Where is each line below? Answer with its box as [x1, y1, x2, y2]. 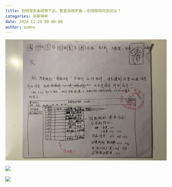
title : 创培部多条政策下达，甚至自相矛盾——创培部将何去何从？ [5, 8, 121, 13]
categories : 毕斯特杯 [5, 13, 49, 19]
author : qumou [5, 25, 36, 30]
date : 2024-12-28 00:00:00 [5, 19, 63, 24]
